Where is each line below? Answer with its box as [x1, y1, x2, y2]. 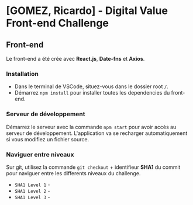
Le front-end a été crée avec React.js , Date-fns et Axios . [6, 55, 145, 62]
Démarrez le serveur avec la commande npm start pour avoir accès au [6, 123, 177, 130]
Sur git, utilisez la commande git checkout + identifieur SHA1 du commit [6, 164, 181, 171]
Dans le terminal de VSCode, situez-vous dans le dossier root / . [14, 83, 168, 90]
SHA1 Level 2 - [14, 187, 51, 194]
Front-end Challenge [6, 16, 109, 30]
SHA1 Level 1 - [14, 181, 51, 188]
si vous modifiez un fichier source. [6, 135, 89, 143]
